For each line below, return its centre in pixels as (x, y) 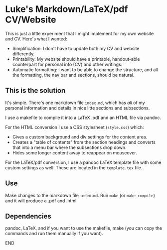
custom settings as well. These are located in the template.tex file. (74, 167)
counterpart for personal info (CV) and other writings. (67, 64)
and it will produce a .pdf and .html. (42, 201)
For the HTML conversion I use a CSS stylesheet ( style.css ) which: (75, 127)
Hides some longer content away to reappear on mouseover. (75, 152)
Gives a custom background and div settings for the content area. (80, 137)
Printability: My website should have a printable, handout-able (76, 59)
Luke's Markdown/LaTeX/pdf (67, 9)
